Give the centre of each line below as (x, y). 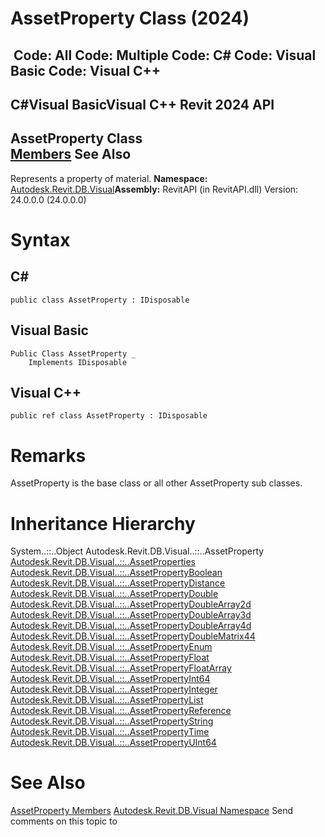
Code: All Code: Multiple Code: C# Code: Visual (165, 55)
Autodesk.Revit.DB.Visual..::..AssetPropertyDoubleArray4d (131, 626)
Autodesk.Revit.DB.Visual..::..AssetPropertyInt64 (110, 679)
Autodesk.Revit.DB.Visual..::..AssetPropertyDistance (118, 583)
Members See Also (71, 154)
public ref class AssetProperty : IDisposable (109, 416)
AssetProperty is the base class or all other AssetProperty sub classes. (156, 483)
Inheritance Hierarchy (103, 523)
